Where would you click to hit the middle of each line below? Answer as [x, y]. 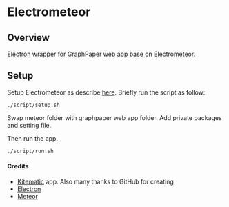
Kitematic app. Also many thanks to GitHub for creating [95, 182]
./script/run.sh [30, 151]
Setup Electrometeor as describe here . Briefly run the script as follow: [106, 92]
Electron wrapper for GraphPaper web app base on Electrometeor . [101, 54]
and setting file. [29, 125]
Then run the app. [33, 138]
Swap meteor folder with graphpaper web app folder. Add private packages [114, 117]
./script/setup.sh [33, 105]
